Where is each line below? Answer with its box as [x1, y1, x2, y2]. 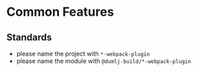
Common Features [6, 4, 114, 20]
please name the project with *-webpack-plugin [16, 49, 151, 58]
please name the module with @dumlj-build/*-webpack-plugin [16, 57, 192, 65]
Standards [6, 32, 52, 43]
